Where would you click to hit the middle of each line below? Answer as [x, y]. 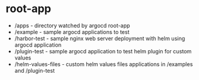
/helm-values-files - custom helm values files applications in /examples [104, 64]
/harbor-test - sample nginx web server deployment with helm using [100, 38]
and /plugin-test [35, 70]
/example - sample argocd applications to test [72, 32]
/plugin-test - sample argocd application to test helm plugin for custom [103, 51]
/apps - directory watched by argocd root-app [72, 25]
